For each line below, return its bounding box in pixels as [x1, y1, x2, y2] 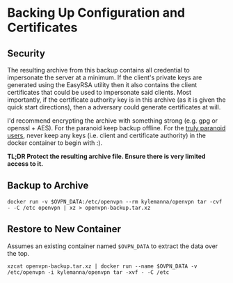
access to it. [7, 160, 44, 168]
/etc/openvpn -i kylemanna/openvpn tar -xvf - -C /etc [7, 268, 170, 276]
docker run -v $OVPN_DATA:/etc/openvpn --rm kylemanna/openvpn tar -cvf [7, 198, 223, 205]
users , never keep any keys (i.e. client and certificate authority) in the [7, 131, 207, 139]
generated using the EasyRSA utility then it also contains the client [7, 81, 198, 89]
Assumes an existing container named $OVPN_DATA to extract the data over [7, 242, 218, 250]
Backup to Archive [7, 180, 89, 192]
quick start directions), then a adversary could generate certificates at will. [7, 103, 221, 111]
